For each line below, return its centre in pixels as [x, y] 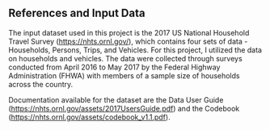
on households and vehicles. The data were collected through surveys [125, 58]
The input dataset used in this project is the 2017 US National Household [129, 32]
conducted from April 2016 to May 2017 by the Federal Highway [114, 67]
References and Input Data [77, 13]
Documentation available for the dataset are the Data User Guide [116, 99]
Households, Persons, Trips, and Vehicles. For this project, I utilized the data [135, 50]
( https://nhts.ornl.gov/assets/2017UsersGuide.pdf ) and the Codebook [124, 108]
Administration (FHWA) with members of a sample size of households [124, 75]
